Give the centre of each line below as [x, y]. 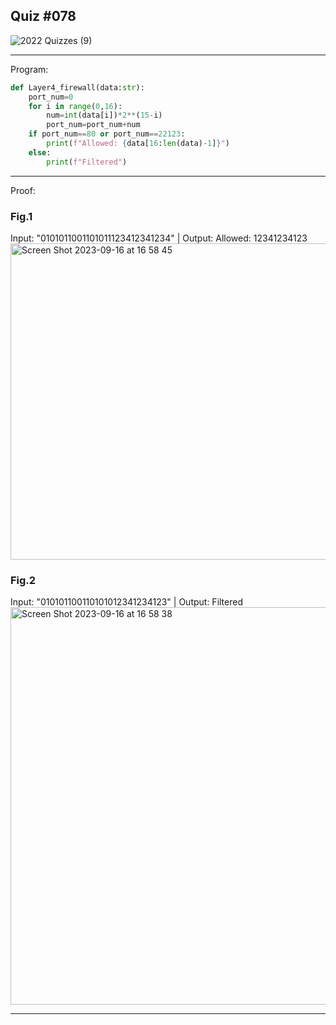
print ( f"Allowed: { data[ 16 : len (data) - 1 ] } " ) [138, 144]
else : [40, 152]
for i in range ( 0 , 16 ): [75, 106]
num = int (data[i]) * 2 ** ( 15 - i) [104, 115]
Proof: [23, 190]
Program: [29, 69]
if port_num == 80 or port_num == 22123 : [107, 134]
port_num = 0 [51, 97]
